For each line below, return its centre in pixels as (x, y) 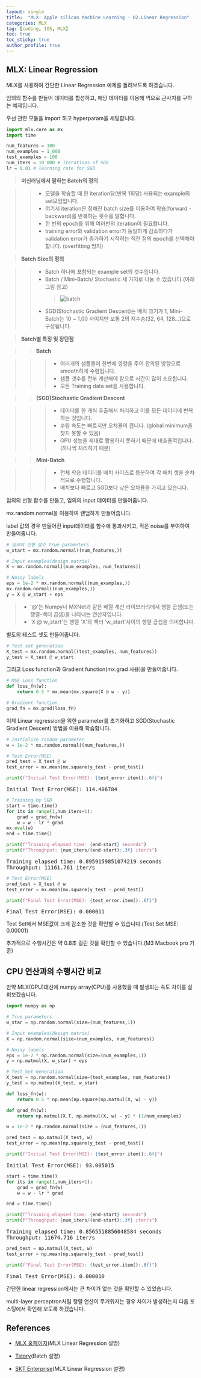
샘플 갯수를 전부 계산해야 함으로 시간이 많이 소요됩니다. (124, 378)
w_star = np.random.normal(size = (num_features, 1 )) (71, 1022)
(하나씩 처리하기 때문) (85, 448)
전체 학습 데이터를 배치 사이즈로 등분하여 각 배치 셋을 (122, 472)
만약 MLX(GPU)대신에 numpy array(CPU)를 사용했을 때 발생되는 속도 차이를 (96, 987)
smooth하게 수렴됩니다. (88, 371)
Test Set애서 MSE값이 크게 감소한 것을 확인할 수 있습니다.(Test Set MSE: (92, 924)
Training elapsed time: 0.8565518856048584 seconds (84, 1231)
